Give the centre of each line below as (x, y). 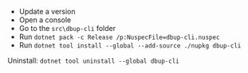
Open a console (45, 20)
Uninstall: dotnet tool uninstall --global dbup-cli (94, 60)
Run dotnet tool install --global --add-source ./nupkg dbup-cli (130, 45)
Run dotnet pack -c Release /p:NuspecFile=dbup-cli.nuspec (119, 36)
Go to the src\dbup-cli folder (67, 28)
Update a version (47, 12)
